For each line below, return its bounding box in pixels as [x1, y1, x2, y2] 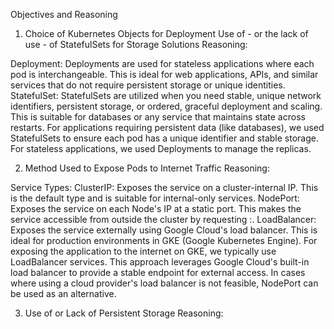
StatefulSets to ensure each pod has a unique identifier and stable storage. [10, 132, 319, 144]
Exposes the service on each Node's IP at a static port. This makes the [10, 203, 302, 214]
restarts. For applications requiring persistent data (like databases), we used [10, 122, 325, 133]
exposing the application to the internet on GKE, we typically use [10, 245, 277, 257]
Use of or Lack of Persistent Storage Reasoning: [24, 307, 224, 319]
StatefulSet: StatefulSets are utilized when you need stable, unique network [10, 90, 322, 101]
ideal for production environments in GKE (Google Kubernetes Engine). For [10, 235, 318, 246]
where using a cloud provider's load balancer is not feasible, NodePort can [10, 277, 319, 289]
